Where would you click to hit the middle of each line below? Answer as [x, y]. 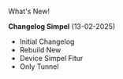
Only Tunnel [39, 66]
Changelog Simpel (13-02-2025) [62, 26]
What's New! [29, 11]
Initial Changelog [47, 41]
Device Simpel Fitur [51, 58]
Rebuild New [40, 50]
